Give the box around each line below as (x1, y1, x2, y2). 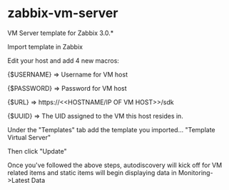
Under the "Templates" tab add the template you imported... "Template (7, 125, 215, 134)
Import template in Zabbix (7, 42, 83, 51)
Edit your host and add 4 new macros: (7, 56, 120, 65)
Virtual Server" (7, 133, 51, 141)
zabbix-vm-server (7, 5, 118, 21)
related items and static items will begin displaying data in (7, 168, 177, 176)
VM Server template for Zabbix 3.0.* (7, 29, 114, 37)
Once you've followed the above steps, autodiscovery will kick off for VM (7, 161, 223, 169)
